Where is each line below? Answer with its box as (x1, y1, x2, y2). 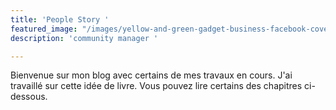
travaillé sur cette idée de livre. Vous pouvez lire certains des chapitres (10, 80, 303, 92)
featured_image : (10, 24, 78, 34)
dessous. (10, 91, 48, 103)
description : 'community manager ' (10, 33, 159, 43)
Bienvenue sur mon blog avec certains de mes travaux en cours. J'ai (10, 69, 293, 81)
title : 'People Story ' (10, 14, 110, 25)
